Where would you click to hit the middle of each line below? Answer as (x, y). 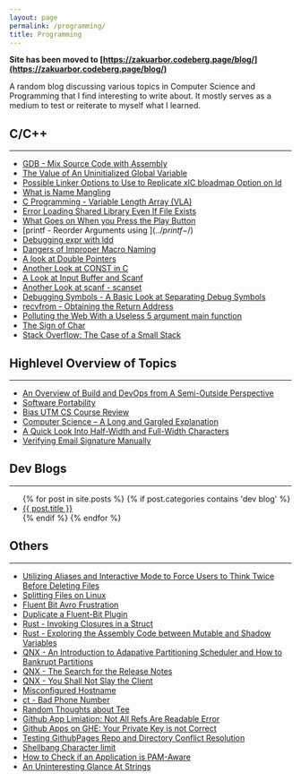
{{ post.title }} (47, 508)
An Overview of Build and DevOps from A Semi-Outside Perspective (148, 393)
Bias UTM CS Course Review (76, 412)
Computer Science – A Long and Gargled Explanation (120, 421)
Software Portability (59, 403)
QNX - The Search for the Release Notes (97, 671)
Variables (39, 642)
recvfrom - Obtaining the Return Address (98, 306)
